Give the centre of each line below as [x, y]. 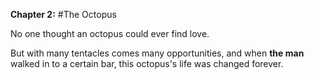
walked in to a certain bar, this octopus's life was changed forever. [147, 63]
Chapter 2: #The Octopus [63, 14]
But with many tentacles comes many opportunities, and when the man [157, 53]
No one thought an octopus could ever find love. [110, 33]
